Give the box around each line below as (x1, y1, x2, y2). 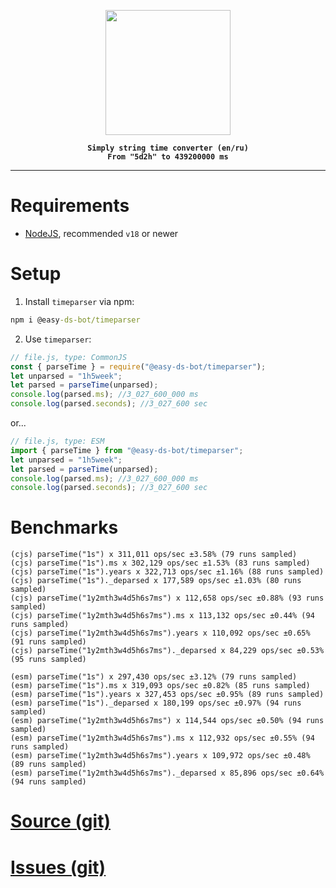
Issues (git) (10, 856, 107, 879)
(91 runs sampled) (10, 637, 87, 647)
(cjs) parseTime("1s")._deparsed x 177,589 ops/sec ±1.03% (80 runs (10, 576, 302, 586)
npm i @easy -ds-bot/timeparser (10, 315, 141, 325)
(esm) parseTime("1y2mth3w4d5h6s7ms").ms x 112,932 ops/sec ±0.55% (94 (10, 733, 315, 744)
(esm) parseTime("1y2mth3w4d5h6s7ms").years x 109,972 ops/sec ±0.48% (10, 751, 311, 761)
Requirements (10, 195, 130, 217)
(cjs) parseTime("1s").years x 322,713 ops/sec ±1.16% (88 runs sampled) (10, 567, 325, 577)
